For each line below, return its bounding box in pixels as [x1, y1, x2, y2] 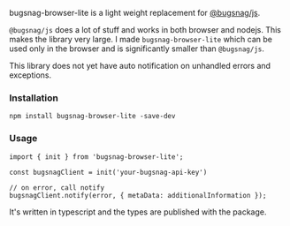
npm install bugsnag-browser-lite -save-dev [9, 112, 176, 121]
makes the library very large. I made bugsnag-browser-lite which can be [9, 34, 272, 44]
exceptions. [9, 70, 51, 80]
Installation [9, 92, 59, 104]
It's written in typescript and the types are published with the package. [9, 207, 267, 217]
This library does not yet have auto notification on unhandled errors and [9, 61, 271, 71]
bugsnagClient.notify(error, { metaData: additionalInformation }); [9, 191, 267, 200]
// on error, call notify [9, 183, 104, 192]
